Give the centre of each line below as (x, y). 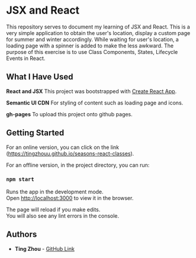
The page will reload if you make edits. (53, 209)
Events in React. (26, 58)
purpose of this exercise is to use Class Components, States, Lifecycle (92, 52)
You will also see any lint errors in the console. (63, 216)
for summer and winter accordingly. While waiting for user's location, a (92, 39)
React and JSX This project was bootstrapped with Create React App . (91, 91)
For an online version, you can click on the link (63, 147)
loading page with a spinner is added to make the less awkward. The (90, 46)
